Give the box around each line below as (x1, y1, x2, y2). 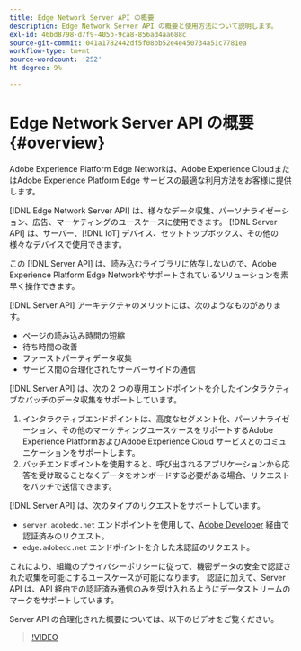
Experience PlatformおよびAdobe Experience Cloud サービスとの (22, 436, 263, 447)
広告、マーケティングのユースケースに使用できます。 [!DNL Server (32, 216, 278, 227)
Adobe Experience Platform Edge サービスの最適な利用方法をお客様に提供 (16, 175, 292, 185)
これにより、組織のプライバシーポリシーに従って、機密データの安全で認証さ (9, 560, 292, 572)
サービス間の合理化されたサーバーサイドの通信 (22, 364, 196, 375)
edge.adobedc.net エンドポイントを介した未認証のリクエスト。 (22, 541, 254, 552)
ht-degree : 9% (9, 64, 63, 73)
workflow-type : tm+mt (9, 47, 91, 56)
